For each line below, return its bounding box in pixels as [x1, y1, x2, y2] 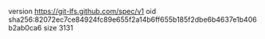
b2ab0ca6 [8, 23, 42, 32]
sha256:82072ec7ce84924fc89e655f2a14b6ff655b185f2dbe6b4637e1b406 [8, 15, 257, 24]
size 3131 [43, 23, 74, 32]
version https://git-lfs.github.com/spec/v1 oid [8, 7, 157, 16]
